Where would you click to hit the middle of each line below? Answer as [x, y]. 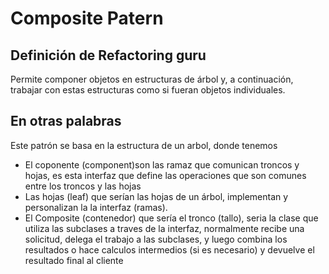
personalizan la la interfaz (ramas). [96, 207]
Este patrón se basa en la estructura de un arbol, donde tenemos [144, 145]
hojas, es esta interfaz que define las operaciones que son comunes [165, 175]
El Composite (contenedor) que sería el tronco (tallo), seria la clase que [171, 218]
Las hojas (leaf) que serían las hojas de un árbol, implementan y [156, 196]
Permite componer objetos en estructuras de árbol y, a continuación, [152, 79]
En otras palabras [66, 121]
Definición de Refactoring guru [108, 55]
